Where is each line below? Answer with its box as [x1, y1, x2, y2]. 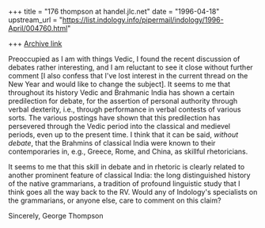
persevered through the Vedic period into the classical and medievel [8, 122, 231, 131]
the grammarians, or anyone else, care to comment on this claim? [8, 196, 221, 205]
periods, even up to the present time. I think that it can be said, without [8, 130, 239, 139]
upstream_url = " [8, 15, 63, 25]
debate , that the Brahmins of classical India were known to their [8, 139, 216, 147]
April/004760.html [8, 24, 68, 32]
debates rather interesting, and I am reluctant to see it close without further [8, 63, 253, 72]
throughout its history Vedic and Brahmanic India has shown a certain [8, 88, 235, 97]
